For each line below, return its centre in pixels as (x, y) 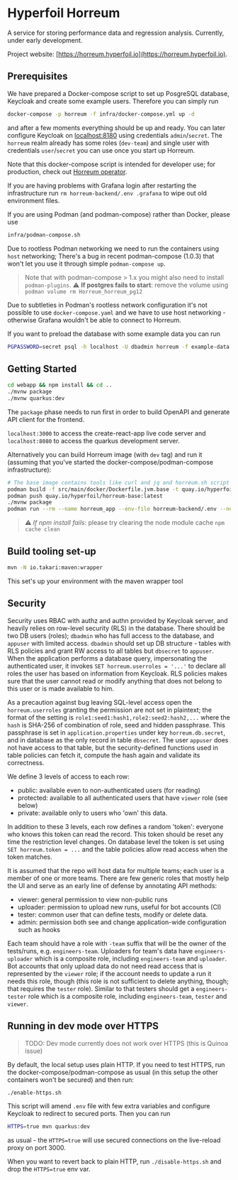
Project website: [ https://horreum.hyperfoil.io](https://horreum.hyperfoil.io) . (118, 54)
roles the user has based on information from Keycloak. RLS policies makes (118, 673)
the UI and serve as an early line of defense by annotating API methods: (112, 885)
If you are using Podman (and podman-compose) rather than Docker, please (119, 214)
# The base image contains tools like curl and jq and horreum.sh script (119, 482)
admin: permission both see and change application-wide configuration (122, 922)
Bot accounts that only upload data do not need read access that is (105, 966)
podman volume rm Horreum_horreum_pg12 (84, 292)
